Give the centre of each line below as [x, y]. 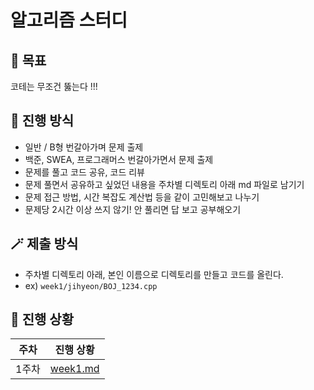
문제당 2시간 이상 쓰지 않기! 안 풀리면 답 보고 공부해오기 [133, 209]
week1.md [74, 369]
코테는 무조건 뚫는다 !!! [54, 86]
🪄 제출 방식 [44, 244]
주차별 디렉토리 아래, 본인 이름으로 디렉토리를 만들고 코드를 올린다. [154, 274]
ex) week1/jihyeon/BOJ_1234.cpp [91, 285]
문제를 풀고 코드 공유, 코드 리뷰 [84, 172]
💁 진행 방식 [42, 121]
